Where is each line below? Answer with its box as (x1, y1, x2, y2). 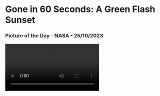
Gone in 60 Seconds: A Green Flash (5, 4, 155, 15)
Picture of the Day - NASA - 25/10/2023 (5, 32, 103, 39)
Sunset (5, 14, 35, 26)
